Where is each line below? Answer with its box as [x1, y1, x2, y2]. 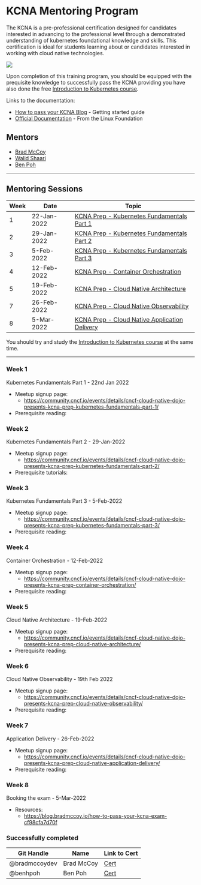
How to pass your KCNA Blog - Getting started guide [14, 108, 145, 115]
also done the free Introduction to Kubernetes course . [6, 85, 139, 92]
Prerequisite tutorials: [14, 469, 68, 476]
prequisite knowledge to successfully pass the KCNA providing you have [6, 79, 185, 86]
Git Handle [17, 849, 49, 857]
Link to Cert [103, 849, 139, 857]
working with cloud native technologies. [6, 49, 105, 56]
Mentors [6, 132, 39, 142]
